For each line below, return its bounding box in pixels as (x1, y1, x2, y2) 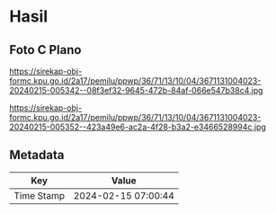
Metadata (9, 147, 65, 163)
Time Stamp (13, 189, 66, 201)
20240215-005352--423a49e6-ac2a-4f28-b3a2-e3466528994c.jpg (9, 121, 267, 132)
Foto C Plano (9, 42, 82, 58)
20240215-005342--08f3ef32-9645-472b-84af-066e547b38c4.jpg (9, 85, 263, 95)
